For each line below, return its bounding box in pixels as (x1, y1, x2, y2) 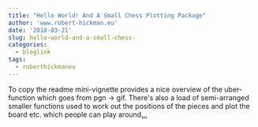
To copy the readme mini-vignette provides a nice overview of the (8, 84, 223, 94)
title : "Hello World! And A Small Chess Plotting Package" (8, 11, 207, 20)
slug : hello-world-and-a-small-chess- (8, 33, 136, 42)
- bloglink (15, 48, 51, 56)
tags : (8, 56, 26, 64)
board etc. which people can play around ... (8, 110, 148, 119)
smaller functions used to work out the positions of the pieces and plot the (8, 101, 250, 110)
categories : (8, 41, 47, 49)
